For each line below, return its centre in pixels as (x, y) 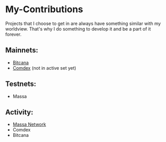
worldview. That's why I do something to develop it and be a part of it (78, 29)
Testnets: (21, 84)
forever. (14, 34)
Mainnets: (22, 50)
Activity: (19, 112)
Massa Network (29, 124)
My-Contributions (44, 9)
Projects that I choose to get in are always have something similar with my (83, 23)
